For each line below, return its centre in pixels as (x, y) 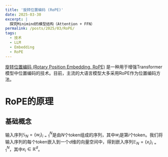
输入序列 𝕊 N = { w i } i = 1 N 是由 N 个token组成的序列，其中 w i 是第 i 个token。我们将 (84, 135)
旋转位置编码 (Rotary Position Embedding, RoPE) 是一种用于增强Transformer (84, 67)
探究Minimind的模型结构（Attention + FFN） (52, 24)
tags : (11, 33)
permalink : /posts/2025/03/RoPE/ (40, 29)
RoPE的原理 (29, 101)
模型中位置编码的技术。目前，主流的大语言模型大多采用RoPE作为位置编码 (81, 73)
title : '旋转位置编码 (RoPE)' (34, 10)
